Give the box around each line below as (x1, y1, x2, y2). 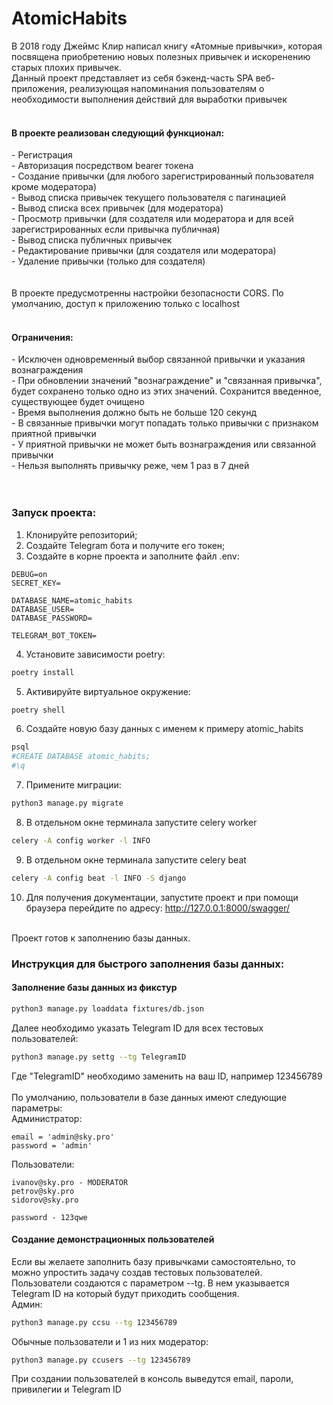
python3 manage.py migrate (11, 798, 124, 809)
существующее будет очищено (11, 396, 145, 408)
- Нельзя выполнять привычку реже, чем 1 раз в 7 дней (11, 460, 250, 472)
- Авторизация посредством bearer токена (11, 160, 194, 172)
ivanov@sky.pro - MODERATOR (11, 1177, 129, 1187)
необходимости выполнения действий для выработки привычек (11, 93, 288, 105)
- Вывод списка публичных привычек (11, 234, 173, 246)
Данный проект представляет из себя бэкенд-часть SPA (11, 72, 254, 84)
